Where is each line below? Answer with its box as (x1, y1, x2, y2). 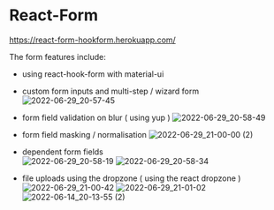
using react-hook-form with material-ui (21, 68, 164, 79)
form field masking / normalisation (21, 129, 148, 139)
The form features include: (9, 51, 106, 62)
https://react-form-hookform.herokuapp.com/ (9, 34, 177, 45)
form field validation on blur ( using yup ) (21, 112, 171, 123)
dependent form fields (21, 146, 104, 157)
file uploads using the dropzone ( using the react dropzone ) (21, 173, 241, 184)
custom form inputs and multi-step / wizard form (21, 86, 200, 96)
